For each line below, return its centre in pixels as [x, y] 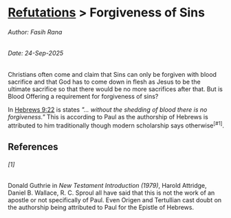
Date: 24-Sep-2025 [36, 53]
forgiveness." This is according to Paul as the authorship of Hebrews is [108, 117]
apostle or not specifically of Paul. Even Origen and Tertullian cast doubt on [115, 200]
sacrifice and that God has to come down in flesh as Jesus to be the [104, 82]
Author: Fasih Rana [35, 32]
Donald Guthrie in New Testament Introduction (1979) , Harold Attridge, [107, 186]
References [33, 147]
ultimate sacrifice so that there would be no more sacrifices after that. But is [115, 89]
